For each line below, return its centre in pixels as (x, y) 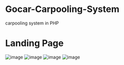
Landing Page (35, 43)
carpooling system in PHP (32, 23)
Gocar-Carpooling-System (62, 9)
